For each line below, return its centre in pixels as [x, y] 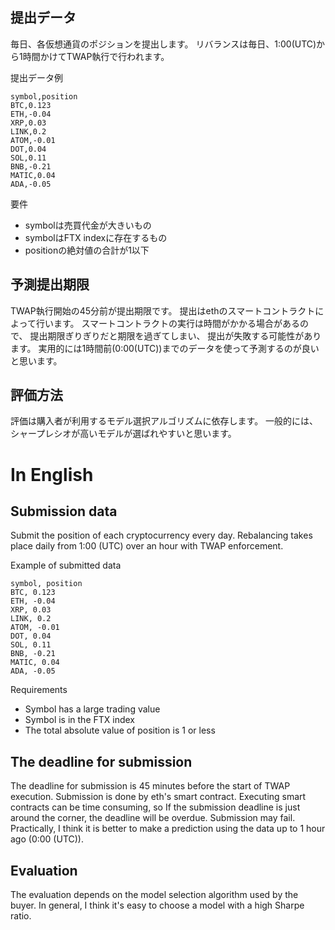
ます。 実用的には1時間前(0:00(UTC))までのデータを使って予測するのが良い [165, 348]
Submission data [64, 511]
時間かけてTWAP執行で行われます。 [96, 56]
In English [52, 474]
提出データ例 [36, 77]
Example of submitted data [66, 565]
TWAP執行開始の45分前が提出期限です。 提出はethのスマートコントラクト [163, 310]
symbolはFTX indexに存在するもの [96, 237]
